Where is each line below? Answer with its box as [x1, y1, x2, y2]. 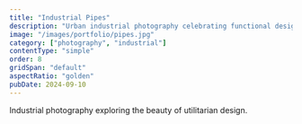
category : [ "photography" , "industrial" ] [9, 38, 167, 48]
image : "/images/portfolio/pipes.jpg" [9, 30, 155, 39]
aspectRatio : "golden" [9, 72, 94, 81]
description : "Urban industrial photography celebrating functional [9, 22, 271, 31]
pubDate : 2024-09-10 [9, 80, 87, 89]
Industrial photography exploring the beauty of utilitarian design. [9, 104, 248, 115]
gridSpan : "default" [9, 64, 87, 73]
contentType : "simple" [9, 47, 94, 56]
